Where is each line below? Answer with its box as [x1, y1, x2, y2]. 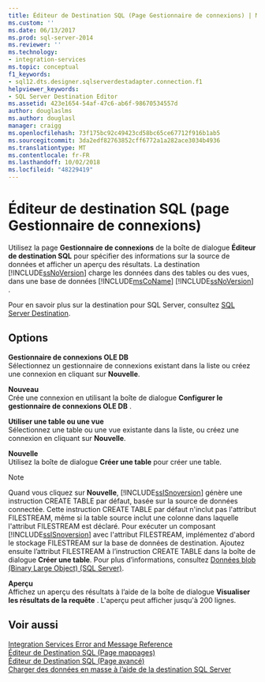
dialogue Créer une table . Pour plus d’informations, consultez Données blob [8, 555, 256, 564]
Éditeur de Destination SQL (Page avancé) [8, 656, 145, 665]
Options [8, 331, 49, 345]
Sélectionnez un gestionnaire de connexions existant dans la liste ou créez [8, 360, 251, 370]
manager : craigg [8, 122, 62, 130]
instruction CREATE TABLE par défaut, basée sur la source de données [8, 495, 238, 506]
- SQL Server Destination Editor [8, 92, 118, 100]
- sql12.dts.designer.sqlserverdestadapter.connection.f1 [8, 77, 203, 85]
